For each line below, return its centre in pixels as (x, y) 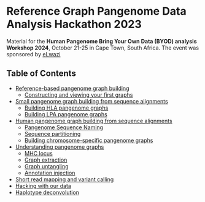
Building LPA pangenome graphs (66, 114)
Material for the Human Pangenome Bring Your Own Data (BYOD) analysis (102, 41)
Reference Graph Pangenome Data (96, 11)
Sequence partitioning (52, 133)
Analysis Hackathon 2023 (74, 24)
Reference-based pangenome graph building (72, 88)
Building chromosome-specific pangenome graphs (89, 140)
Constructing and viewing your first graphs (79, 95)
